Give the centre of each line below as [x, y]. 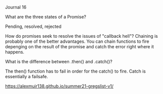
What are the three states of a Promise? [46, 17]
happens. [15, 52]
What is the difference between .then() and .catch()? [59, 61]
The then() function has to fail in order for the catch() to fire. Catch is [76, 71]
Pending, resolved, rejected [33, 26]
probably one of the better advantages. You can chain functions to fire [77, 41]
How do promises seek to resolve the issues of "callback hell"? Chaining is [81, 36]
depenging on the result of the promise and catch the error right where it [80, 47]
